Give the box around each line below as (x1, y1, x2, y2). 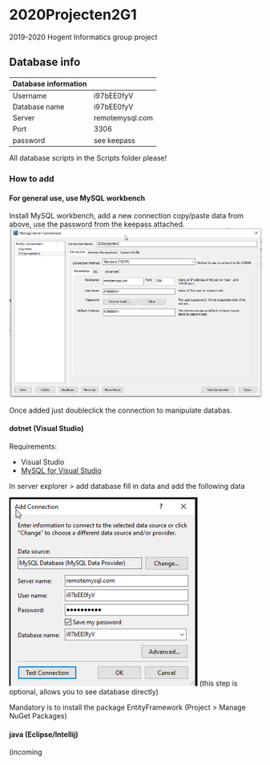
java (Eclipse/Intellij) (9, 729, 79, 739)
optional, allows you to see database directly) (9, 687, 159, 697)
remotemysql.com (93, 113, 154, 122)
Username (12, 91, 47, 100)
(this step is (199, 678, 238, 688)
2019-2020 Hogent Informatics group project (9, 32, 158, 42)
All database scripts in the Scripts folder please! (9, 153, 167, 162)
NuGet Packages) (9, 711, 67, 721)
